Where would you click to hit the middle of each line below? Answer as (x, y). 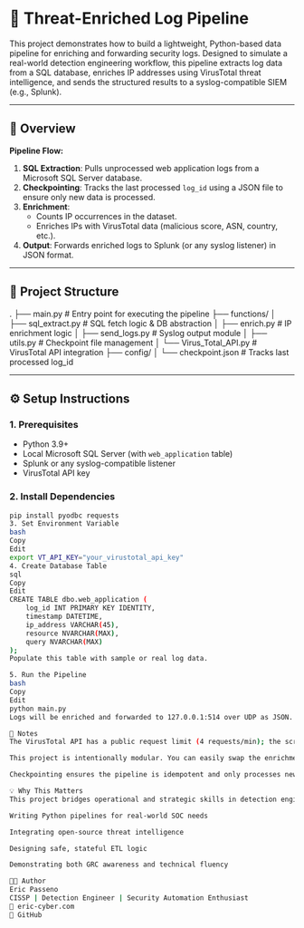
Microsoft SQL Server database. (82, 178)
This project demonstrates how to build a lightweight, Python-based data (146, 43)
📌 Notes (24, 733)
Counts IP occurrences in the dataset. (106, 216)
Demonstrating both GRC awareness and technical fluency (119, 865)
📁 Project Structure (64, 292)
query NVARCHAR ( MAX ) (64, 642)
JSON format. (48, 255)
